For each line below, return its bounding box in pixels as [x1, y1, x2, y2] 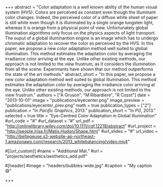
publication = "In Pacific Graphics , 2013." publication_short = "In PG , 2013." [5, 108, 156, 113]
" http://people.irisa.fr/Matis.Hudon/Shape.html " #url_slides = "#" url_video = [5, 129, 158, 134]
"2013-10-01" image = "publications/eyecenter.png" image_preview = [5, 97, 145, 103]
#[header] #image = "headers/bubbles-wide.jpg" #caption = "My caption [5, 163, 152, 168]
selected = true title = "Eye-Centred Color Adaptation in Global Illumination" [5, 113, 157, 118]
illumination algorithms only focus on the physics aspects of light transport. [5, 30, 156, 36]
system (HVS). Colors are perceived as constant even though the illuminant [5, 9, 156, 15]
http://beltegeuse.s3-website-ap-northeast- [7, 133, 96, 139]
